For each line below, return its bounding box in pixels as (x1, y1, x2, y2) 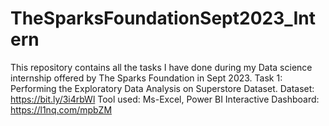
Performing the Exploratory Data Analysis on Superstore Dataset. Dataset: (10, 82, 315, 94)
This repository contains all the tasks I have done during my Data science (10, 61, 313, 73)
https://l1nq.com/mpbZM (10, 103, 113, 116)
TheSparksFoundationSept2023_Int (10, 7, 317, 30)
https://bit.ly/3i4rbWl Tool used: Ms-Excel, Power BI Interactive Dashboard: (10, 93, 320, 105)
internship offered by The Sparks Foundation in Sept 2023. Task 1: (10, 72, 283, 84)
